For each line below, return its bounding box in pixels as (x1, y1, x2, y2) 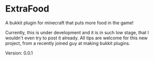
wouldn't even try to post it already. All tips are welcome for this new (5, 35, 148, 41)
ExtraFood (5, 3, 49, 15)
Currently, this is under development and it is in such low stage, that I (5, 29, 149, 35)
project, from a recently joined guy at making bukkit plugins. (5, 40, 130, 46)
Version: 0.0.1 (5, 50, 33, 56)
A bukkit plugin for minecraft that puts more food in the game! (5, 20, 134, 26)
